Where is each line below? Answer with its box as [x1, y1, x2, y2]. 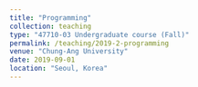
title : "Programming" [9, 13, 92, 23]
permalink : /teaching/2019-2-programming [9, 38, 170, 48]
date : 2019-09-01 [9, 55, 76, 64]
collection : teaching [9, 22, 92, 31]
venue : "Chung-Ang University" [9, 47, 129, 56]
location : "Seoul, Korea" [9, 64, 108, 73]
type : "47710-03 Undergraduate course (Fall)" [9, 30, 190, 39]
